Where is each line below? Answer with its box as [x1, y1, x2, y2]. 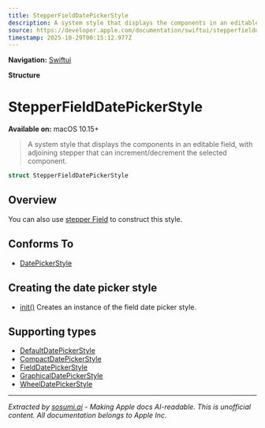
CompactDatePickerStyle [19, 355, 102, 364]
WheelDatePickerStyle [19, 380, 93, 389]
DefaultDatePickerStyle [19, 346, 96, 355]
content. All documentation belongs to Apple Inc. [8, 411, 167, 420]
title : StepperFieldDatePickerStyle [8, 11, 129, 20]
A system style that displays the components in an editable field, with [27, 140, 253, 149]
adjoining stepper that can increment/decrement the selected [27, 148, 227, 158]
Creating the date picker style [8, 281, 158, 295]
